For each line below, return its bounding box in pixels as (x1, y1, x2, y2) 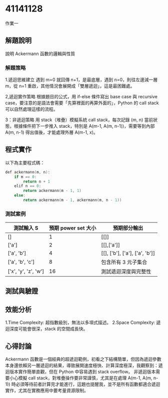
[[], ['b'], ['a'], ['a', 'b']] (100, 250, 155, 257)
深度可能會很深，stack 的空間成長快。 (9, 326, 88, 332)
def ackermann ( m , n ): (5, 169, 50, 174)
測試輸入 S (13, 225, 38, 232)
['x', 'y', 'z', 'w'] (7, 268, 44, 275)
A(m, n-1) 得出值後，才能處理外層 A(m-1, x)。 (5, 129, 98, 135)
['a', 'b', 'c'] (7, 259, 35, 266)
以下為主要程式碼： (5, 159, 45, 165)
